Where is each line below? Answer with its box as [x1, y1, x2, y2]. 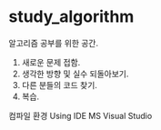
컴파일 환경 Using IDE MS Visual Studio [8, 110, 153, 121]
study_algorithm [8, 6, 135, 27]
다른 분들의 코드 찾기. [21, 79, 97, 90]
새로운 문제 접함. [21, 56, 81, 67]
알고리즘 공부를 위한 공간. [8, 37, 99, 48]
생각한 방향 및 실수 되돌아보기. [21, 68, 129, 79]
